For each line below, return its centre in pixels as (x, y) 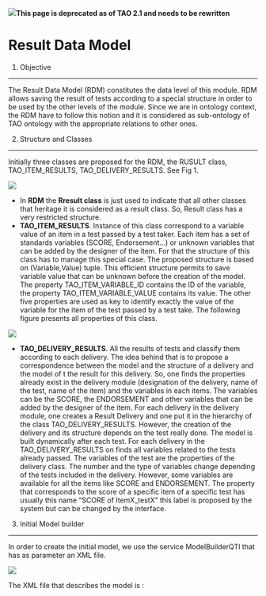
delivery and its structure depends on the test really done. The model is (136, 433)
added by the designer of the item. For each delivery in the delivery (129, 407)
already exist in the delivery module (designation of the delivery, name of (139, 382)
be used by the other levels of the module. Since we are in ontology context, (133, 106)
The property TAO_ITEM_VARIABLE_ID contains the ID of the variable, (133, 285)
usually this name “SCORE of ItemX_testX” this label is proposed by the (136, 500)
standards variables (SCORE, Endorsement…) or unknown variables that (137, 243)
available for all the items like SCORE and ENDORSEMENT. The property (137, 483)
